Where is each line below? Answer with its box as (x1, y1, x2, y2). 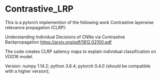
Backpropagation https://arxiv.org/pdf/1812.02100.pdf (5, 39, 112, 45)
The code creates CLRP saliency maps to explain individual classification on (5, 48, 156, 54)
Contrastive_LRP (5, 3, 73, 15)
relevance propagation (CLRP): (5, 24, 67, 30)
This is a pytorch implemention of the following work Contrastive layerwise (5, 19, 154, 25)
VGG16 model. (5, 53, 34, 59)
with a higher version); (5, 68, 50, 74)
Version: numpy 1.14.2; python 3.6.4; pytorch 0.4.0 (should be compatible (5, 63, 151, 69)
